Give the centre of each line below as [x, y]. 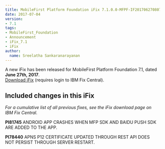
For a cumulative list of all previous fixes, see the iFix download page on [78, 108]
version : [14, 19]
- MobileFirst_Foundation [31, 33]
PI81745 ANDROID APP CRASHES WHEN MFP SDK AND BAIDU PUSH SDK [81, 122]
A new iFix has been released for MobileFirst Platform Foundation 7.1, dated [81, 70]
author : [13, 51]
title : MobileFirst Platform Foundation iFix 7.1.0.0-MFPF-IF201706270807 [83, 10]
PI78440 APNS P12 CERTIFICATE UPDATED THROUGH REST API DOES [77, 137]
